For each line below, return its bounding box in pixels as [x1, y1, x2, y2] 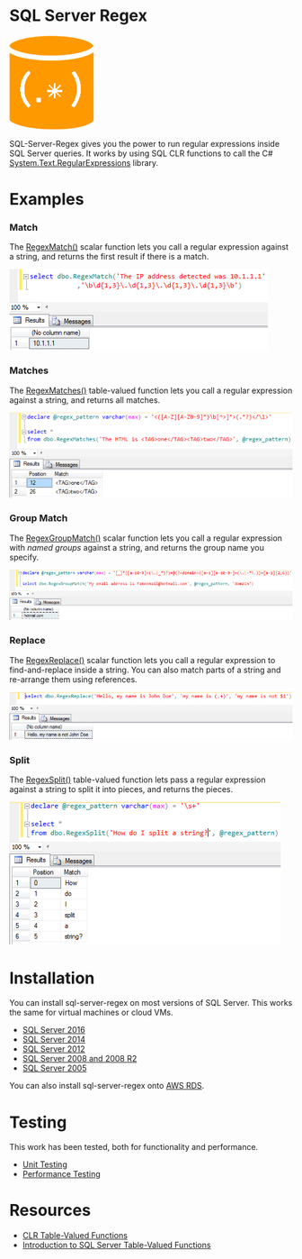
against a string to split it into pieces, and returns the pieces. [9, 784, 234, 795]
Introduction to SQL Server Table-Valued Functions [22, 1240, 211, 1251]
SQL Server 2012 [22, 1044, 85, 1054]
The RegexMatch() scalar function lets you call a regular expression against [9, 242, 289, 252]
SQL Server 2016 [22, 1025, 85, 1035]
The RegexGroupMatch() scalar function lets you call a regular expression [9, 533, 283, 543]
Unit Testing [22, 1159, 67, 1170]
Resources [9, 1200, 92, 1221]
